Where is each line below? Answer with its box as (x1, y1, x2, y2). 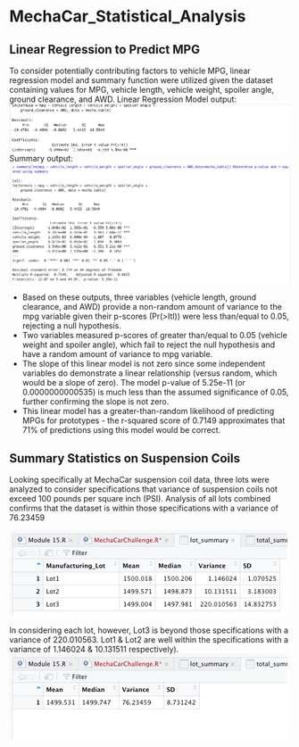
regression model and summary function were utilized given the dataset (9, 75, 274, 86)
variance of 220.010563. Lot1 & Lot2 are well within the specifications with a (9, 635, 288, 645)
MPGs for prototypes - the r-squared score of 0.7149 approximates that (21, 415, 286, 426)
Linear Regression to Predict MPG (9, 42, 201, 57)
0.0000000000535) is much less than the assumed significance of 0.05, (21, 386, 289, 398)
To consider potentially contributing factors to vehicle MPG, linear (9, 65, 252, 76)
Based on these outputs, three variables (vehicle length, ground (21, 292, 257, 303)
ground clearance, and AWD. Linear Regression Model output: (9, 94, 237, 104)
